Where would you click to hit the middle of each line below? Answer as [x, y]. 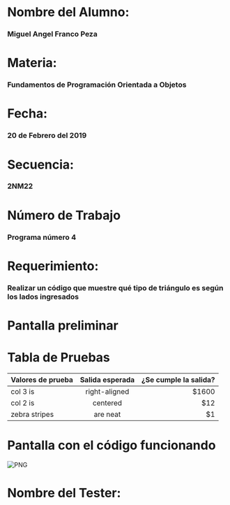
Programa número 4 [42, 237]
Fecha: [27, 114]
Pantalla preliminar [63, 325]
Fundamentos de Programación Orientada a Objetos [97, 85]
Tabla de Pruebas [59, 358]
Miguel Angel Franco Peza [52, 34]
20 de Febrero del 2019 [47, 136]
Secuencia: [41, 164]
